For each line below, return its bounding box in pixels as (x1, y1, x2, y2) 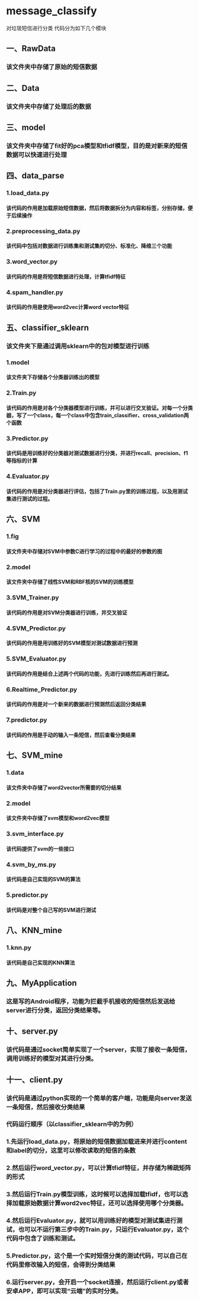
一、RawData (6, 43, 56, 54)
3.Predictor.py (6, 434, 49, 443)
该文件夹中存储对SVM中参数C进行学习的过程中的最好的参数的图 (6, 548, 163, 555)
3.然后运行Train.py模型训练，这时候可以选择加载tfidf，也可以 (6, 1190, 182, 1199)
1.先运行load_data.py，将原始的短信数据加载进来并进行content (6, 1137, 188, 1146)
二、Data (6, 83, 40, 93)
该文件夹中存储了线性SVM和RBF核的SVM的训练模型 (6, 579, 134, 586)
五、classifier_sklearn (6, 322, 89, 333)
